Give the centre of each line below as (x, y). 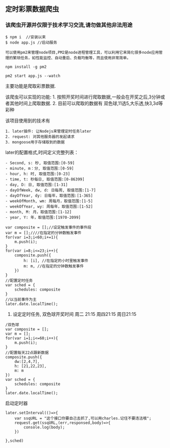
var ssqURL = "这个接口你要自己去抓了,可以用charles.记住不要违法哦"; (83, 418)
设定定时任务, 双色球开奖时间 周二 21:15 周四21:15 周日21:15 (75, 314)
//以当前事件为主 (21, 299)
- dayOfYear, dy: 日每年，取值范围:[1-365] (49, 196)
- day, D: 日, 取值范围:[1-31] (37, 185)
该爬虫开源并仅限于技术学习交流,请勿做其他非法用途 (69, 25)
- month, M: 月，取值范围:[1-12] (39, 212)
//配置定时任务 (19, 280)
